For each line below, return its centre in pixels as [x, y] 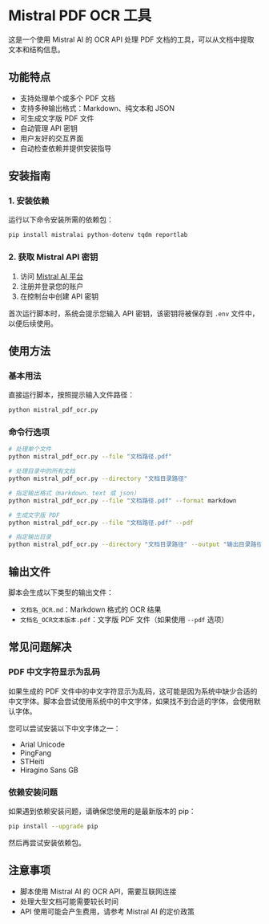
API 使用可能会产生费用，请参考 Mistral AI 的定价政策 [107, 911]
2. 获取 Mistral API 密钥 [53, 257]
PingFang [36, 753]
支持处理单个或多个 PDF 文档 [67, 98]
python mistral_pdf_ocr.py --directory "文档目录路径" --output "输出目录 [130, 545]
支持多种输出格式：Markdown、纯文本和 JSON [97, 108]
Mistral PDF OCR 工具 [80, 16]
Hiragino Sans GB [49, 770]
